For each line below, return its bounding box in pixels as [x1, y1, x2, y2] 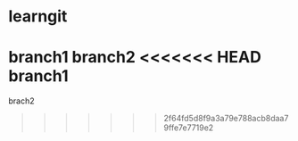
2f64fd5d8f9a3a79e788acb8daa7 [163, 113, 289, 124]
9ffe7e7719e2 [163, 122, 214, 133]
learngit [8, 6, 68, 27]
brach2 [8, 95, 35, 106]
